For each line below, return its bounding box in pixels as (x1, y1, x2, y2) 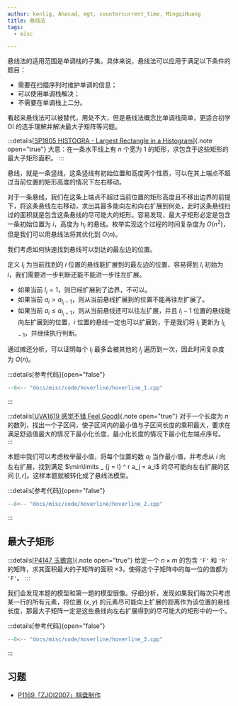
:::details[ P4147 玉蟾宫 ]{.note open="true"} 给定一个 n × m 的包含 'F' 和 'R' (7, 556, 229, 564)
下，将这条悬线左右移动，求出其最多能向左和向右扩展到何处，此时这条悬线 (7, 202, 225, 210)
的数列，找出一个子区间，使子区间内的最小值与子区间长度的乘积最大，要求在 (7, 421, 231, 429)
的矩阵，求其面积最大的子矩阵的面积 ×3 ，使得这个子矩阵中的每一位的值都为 (7, 565, 228, 573)
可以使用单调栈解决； (17, 89, 80, 98)
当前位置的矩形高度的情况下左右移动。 (13, 178, 125, 187)
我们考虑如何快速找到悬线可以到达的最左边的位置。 (7, 245, 157, 253)
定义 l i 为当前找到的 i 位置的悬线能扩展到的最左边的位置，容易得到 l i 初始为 (7, 260, 224, 270)
